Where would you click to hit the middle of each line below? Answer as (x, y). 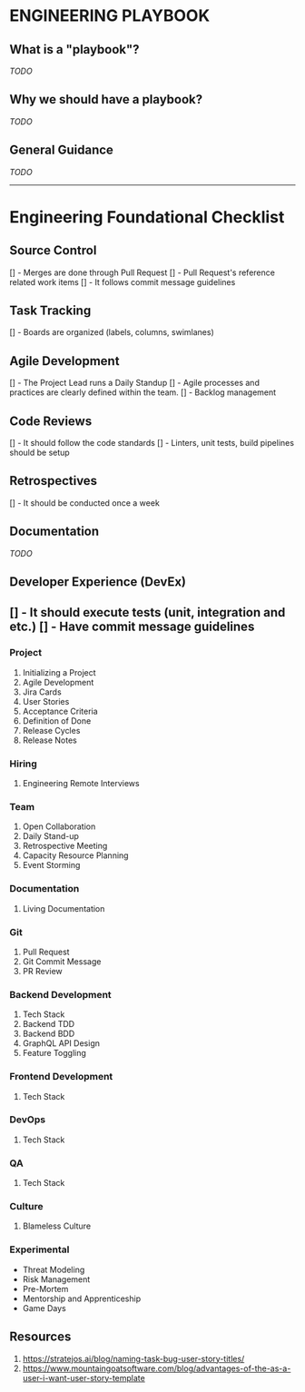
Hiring (24, 764)
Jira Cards (42, 692)
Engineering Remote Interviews (81, 784)
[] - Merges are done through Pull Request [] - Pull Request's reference (142, 272)
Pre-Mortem (45, 1288)
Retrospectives (54, 481)
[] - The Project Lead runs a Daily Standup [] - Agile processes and (135, 383)
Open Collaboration (59, 826)
